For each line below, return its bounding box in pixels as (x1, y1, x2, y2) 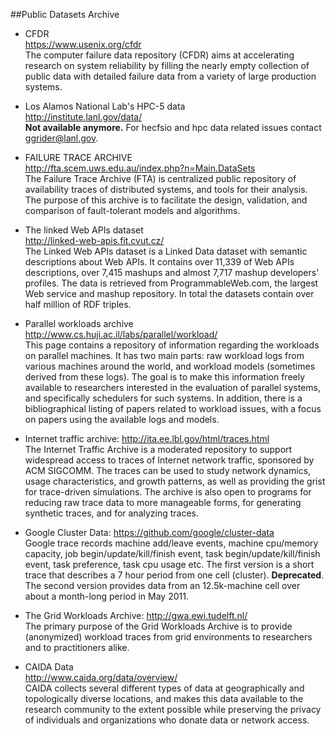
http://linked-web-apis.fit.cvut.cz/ (24, 235, 165, 246)
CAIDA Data (24, 661, 74, 673)
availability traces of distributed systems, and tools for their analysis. (24, 184, 308, 195)
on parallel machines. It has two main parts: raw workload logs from (24, 350, 305, 361)
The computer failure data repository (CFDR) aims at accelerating (24, 49, 295, 61)
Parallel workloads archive (24, 318, 134, 329)
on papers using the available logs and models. (24, 414, 220, 425)
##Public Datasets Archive (10, 9, 120, 20)
